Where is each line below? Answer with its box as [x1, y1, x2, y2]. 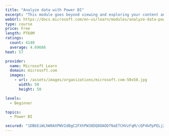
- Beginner [10, 100, 33, 106]
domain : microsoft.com [10, 68, 57, 73]
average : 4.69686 [10, 45, 46, 50]
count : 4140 [10, 40, 35, 45]
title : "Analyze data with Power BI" [5, 7, 84, 13]
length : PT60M [5, 31, 35, 36]
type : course [5, 21, 33, 27]
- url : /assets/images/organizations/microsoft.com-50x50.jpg [14, 78, 147, 83]
